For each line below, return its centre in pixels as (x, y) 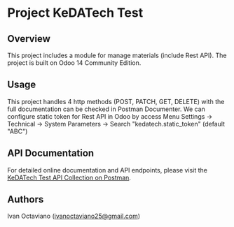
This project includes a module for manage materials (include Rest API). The (117, 55)
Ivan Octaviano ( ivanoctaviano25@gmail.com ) (74, 216)
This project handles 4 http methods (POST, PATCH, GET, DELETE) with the (116, 101)
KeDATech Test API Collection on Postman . (69, 177)
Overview (29, 39)
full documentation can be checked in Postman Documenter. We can (106, 109)
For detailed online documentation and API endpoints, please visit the (108, 170)
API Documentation (51, 153)
